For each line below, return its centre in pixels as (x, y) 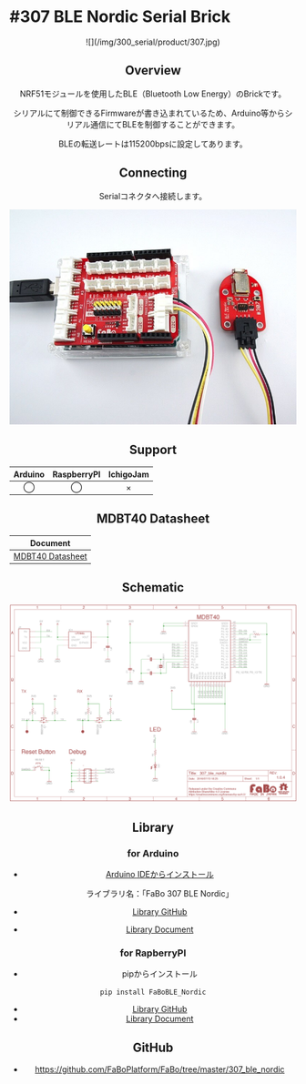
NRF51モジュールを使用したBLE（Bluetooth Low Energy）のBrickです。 (153, 94)
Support (153, 449)
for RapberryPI (153, 953)
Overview (153, 71)
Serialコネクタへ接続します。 (153, 196)
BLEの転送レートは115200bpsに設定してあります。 (153, 144)
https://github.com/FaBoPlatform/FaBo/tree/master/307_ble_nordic (160, 1069)
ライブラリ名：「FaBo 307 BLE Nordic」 (160, 894)
